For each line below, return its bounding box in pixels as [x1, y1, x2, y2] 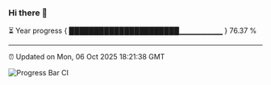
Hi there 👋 [8, 7, 48, 18]
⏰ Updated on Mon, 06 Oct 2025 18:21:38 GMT [8, 52, 165, 62]
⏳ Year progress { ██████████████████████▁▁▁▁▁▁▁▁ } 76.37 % [8, 26, 257, 35]
